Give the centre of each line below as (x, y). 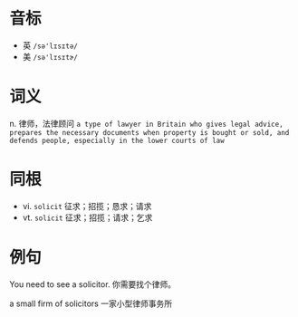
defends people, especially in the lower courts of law (117, 140)
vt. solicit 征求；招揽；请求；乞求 (87, 217)
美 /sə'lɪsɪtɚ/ (50, 56)
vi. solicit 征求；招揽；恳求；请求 (87, 206)
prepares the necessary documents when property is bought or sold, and (149, 132)
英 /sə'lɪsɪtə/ (50, 45)
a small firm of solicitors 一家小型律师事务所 (91, 303)
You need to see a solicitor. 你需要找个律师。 (93, 284)
